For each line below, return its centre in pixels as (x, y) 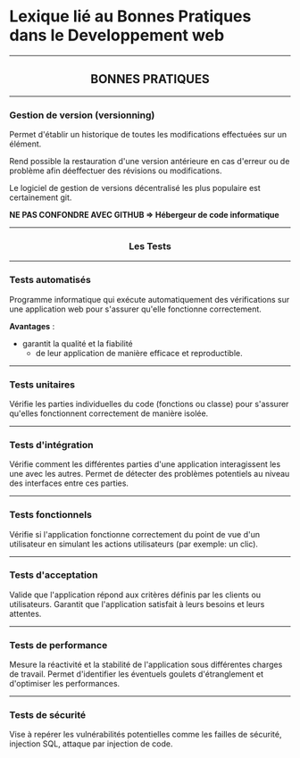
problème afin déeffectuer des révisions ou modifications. (116, 171)
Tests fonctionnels (50, 515)
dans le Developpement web (117, 35)
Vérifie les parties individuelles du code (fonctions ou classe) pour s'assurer (149, 404)
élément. (25, 144)
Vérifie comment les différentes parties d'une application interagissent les (145, 464)
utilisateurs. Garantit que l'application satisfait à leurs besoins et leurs (137, 604)
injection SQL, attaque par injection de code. (91, 744)
